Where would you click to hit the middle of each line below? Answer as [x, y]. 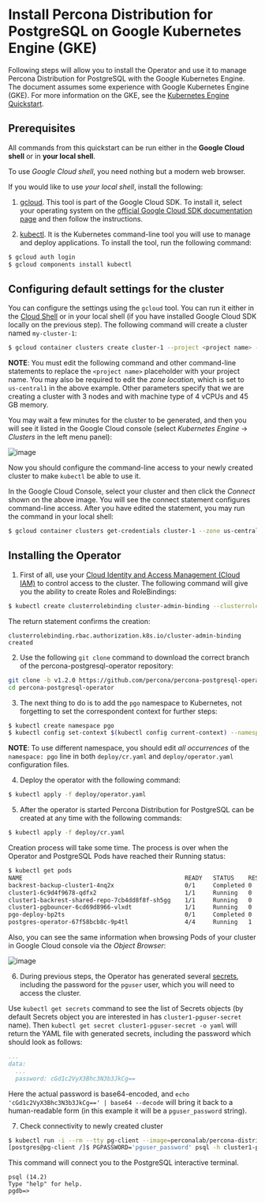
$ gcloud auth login [42, 257]
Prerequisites [42, 129]
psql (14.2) [28, 1177]
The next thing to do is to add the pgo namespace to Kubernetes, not [131, 702]
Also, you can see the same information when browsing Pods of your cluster [132, 937]
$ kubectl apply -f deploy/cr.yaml [67, 833]
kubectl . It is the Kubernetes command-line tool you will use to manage [135, 234]
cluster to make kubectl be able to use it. [75, 476]
